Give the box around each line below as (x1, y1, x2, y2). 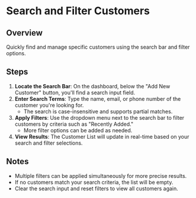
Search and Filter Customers (6, 4, 150, 18)
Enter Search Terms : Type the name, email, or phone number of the (14, 95, 181, 102)
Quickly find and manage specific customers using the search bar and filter (6, 43, 190, 50)
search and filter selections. (14, 139, 83, 146)
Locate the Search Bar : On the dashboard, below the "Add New (14, 82, 171, 90)
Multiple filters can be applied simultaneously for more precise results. (14, 172, 187, 179)
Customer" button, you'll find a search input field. (14, 89, 136, 96)
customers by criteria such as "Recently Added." (14, 120, 134, 127)
